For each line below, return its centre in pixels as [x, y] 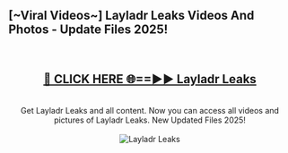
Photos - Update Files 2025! [88, 30]
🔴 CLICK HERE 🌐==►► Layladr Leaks [150, 79]
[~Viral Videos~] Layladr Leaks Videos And [131, 16]
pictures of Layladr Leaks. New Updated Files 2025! [150, 120]
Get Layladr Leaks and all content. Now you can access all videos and [150, 110]
